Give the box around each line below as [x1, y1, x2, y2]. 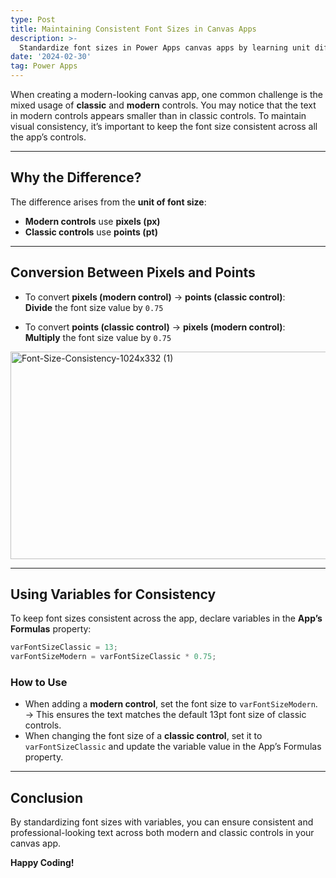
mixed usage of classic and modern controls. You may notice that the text [10, 99, 317, 111]
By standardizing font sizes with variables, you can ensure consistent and [10, 816, 314, 828]
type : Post [10, 14, 56, 25]
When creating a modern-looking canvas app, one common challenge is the [10, 89, 323, 100]
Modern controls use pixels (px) [24, 215, 161, 227]
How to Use [10, 676, 68, 690]
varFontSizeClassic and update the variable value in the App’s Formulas [24, 741, 322, 753]
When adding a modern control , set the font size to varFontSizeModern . [24, 698, 318, 710]
